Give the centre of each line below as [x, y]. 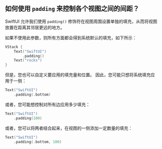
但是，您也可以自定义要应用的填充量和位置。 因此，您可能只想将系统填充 [78, 75]
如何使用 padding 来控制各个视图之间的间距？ [72, 9]
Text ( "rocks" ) [28, 60]
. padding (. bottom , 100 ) [38, 142]
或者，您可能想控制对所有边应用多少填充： [48, 104]
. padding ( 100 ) [28, 118]
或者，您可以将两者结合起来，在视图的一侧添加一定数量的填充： [69, 128]
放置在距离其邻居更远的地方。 [35, 27]
